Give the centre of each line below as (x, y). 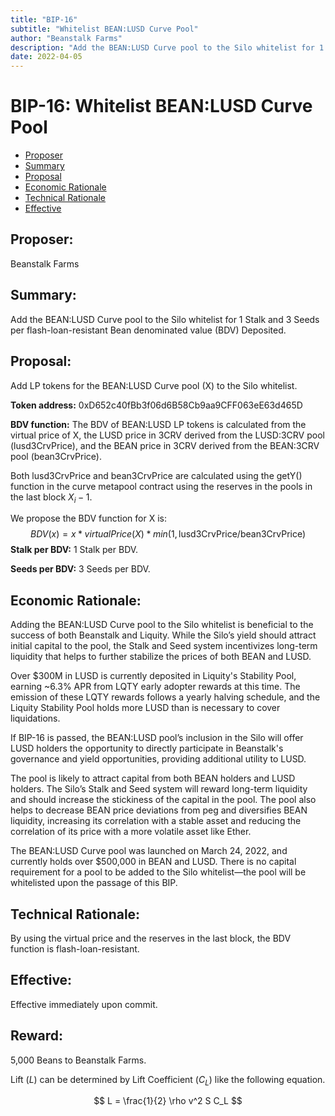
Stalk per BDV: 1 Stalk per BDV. (74, 550)
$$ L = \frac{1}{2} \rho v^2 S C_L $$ (168, 1101)
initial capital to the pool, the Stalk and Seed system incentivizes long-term (164, 646)
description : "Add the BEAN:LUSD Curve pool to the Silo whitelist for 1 (167, 47)
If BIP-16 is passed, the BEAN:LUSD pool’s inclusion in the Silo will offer (157, 738)
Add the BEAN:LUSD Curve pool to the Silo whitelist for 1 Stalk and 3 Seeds (165, 319)
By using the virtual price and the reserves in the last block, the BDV (151, 938)
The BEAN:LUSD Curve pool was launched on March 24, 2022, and (149, 851)
